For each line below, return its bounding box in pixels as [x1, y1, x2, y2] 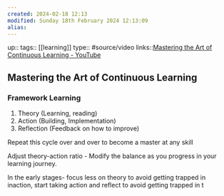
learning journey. [7, 160, 57, 168]
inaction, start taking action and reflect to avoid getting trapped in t [7, 181, 205, 190]
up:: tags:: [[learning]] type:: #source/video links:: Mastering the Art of [7, 43, 213, 52]
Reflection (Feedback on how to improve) [17, 124, 140, 133]
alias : [7, 24, 27, 31]
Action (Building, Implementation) [17, 117, 116, 125]
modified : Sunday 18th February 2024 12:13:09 [7, 17, 148, 24]
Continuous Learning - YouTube [7, 51, 101, 59]
